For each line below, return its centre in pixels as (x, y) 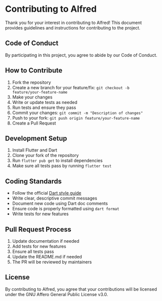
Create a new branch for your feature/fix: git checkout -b (71, 87)
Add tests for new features (39, 246)
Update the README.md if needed (47, 257)
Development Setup (36, 138)
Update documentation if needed (46, 241)
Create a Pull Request (34, 123)
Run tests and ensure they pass (44, 107)
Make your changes (32, 97)
